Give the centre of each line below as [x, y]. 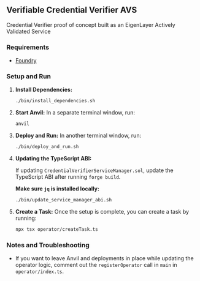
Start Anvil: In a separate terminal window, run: [75, 113]
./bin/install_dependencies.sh [55, 101]
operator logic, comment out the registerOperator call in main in [96, 265]
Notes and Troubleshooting [48, 245]
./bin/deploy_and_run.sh [47, 147]
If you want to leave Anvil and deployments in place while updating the [105, 258]
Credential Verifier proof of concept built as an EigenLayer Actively [91, 24]
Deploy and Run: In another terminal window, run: [78, 136]
